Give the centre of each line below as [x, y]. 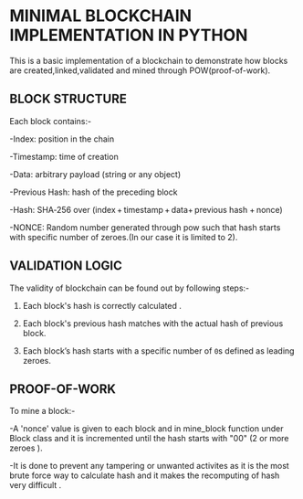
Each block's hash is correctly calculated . [102, 305]
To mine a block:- [42, 411]
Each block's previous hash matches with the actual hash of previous [153, 323]
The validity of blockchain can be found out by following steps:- [130, 288]
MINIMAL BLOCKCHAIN [101, 16]
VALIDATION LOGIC [66, 266]
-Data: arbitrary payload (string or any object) [95, 174]
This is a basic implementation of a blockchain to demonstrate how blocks [149, 60]
